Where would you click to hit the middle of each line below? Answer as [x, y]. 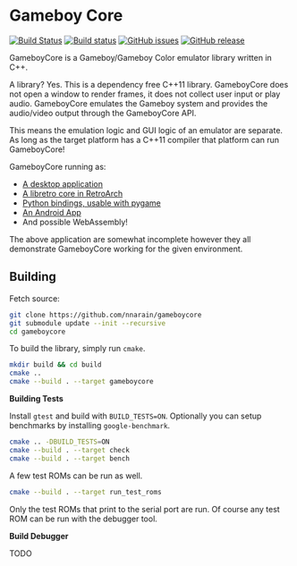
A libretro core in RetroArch [72, 193]
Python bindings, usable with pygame [91, 203]
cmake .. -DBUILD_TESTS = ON [59, 442]
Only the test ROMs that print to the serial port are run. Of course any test [144, 509]
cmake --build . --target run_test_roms [86, 492]
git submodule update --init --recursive [88, 323]
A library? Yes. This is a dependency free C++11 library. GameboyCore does [149, 84]
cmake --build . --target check [69, 450]
